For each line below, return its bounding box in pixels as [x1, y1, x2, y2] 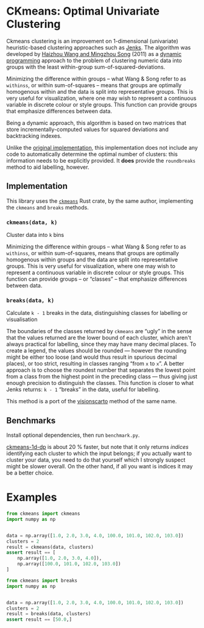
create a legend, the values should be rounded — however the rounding [6, 347, 187, 355]
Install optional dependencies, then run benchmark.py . [6, 431, 140, 439]
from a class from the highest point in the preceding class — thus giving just [6, 373, 198, 380]
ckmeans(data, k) [6, 219, 58, 226]
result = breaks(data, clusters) [6, 611, 91, 617]
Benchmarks [6, 415, 56, 426]
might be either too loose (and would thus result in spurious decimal [6, 353, 177, 361]
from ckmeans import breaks [6, 577, 78, 584]
